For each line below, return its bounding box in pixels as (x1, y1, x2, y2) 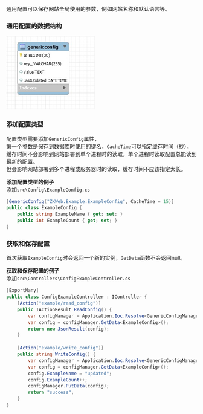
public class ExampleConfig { (6, 205, 83, 211)
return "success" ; (28, 389, 74, 396)
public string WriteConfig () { (17, 351, 96, 358)
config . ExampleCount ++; (28, 377, 88, 383)
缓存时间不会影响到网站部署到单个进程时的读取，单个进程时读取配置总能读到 (6, 150, 197, 157)
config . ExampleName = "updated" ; (28, 370, 112, 377)
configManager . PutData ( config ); (28, 383, 110, 389)
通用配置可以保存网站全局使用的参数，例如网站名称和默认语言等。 (6, 5, 170, 12)
